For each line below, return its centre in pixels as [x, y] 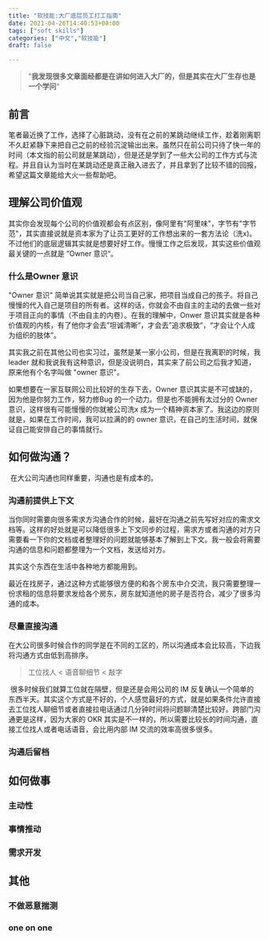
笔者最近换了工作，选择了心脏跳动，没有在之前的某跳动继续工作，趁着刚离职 [134, 135]
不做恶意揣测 [33, 905]
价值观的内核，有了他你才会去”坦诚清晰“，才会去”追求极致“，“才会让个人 [128, 325]
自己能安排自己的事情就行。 [60, 429]
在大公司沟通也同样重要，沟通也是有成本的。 [84, 478]
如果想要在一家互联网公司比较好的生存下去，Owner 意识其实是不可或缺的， [132, 389]
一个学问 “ [44, 87]
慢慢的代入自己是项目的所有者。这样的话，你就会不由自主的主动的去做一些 [131, 305]
